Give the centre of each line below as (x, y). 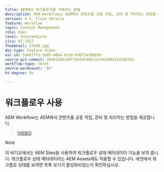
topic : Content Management (32, 28)
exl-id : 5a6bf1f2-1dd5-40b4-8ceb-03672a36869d (53, 55)
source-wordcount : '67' (29, 69)
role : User (16, 32)
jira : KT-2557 (20, 41)
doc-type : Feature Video (30, 50)
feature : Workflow (24, 23)
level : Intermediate (26, 37)
